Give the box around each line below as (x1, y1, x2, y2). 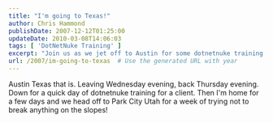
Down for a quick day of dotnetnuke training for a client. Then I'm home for (8, 87, 259, 97)
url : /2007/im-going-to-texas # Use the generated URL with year (8, 57, 238, 66)
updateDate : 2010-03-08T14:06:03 (8, 34, 122, 43)
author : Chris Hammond (8, 19, 85, 28)
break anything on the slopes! (8, 104, 108, 114)
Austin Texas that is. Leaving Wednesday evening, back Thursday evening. (8, 78, 259, 89)
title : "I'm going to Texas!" (8, 11, 111, 20)
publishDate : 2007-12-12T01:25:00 (8, 27, 126, 35)
